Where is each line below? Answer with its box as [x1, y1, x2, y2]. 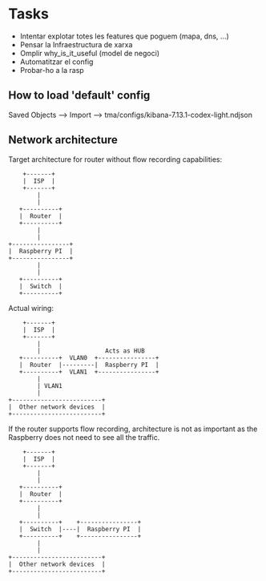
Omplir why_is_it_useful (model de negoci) [19, 48, 160, 58]
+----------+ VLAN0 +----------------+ [18, 353, 159, 361]
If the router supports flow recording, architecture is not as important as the [8, 424, 258, 434]
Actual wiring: [8, 303, 54, 313]
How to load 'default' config [8, 89, 151, 103]
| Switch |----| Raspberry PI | [18, 525, 142, 533]
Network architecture [8, 133, 119, 147]
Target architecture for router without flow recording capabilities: [8, 154, 223, 164]
